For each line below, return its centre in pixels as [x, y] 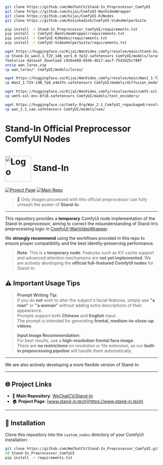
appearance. [30, 310]
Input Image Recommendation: [49, 335]
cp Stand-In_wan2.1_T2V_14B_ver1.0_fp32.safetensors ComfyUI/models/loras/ [83, 56]
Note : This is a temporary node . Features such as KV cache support [85, 252]
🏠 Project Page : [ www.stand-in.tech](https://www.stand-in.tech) [78, 402]
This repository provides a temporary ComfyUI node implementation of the [80, 218]
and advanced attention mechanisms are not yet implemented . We [84, 258]
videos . [24, 326]
